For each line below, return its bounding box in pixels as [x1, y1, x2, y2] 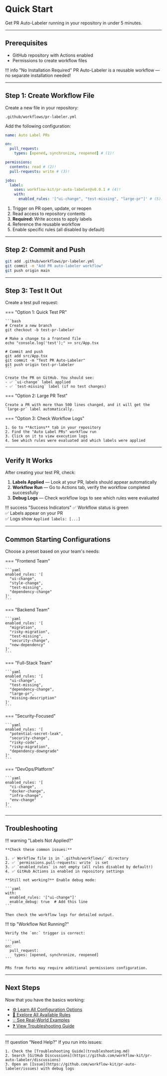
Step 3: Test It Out [5, 286, 62, 295]
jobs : [5, 178, 16, 183]
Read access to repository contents [12, 211, 85, 217]
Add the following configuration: [5, 123, 71, 129]
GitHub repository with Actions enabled [12, 52, 93, 58]
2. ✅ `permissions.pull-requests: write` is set [5, 860, 109, 865]
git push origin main [5, 268, 50, 273]
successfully [12, 490, 39, 496]
